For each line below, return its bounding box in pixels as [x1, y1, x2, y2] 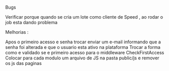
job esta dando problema [5, 20, 58, 25]
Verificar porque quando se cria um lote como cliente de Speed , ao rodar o [5, 14, 163, 20]
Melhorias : [5, 29, 29, 35]
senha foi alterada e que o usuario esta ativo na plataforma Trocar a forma [5, 44, 161, 50]
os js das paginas [5, 60, 42, 66]
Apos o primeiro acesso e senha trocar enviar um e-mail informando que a [5, 39, 161, 45]
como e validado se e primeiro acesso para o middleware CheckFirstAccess [5, 50, 164, 55]
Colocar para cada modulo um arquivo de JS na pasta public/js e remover [5, 55, 160, 61]
